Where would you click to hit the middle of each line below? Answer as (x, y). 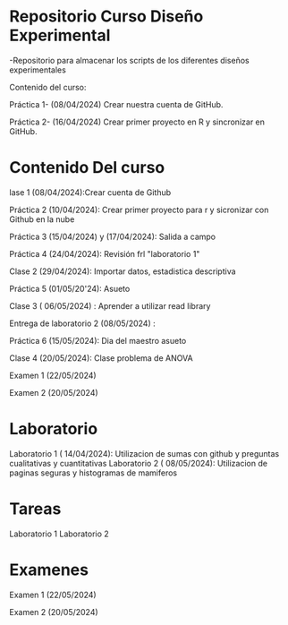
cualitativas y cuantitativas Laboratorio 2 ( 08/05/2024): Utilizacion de (139, 463)
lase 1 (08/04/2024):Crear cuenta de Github (90, 192)
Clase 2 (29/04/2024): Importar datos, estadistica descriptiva (123, 271)
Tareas (35, 509)
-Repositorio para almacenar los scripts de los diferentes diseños (129, 60)
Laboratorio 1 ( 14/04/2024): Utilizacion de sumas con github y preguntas (144, 453)
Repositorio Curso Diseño (106, 17)
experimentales (38, 70)
